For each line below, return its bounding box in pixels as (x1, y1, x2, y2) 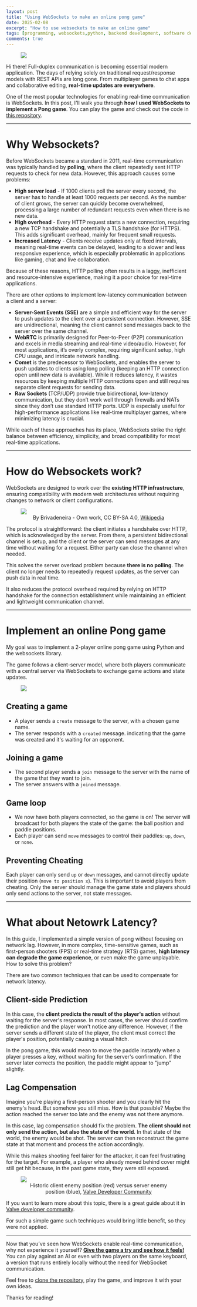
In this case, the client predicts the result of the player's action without (6, 1010, 181, 1018)
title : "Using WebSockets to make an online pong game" (6, 14, 145, 20)
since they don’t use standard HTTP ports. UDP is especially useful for (14, 402, 185, 409)
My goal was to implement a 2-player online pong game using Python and (6, 644, 185, 651)
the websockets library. (6, 649, 63, 656)
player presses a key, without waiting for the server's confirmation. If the (6, 1053, 182, 1060)
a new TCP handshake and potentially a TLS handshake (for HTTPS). (14, 224, 181, 232)
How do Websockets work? (6, 465, 142, 479)
